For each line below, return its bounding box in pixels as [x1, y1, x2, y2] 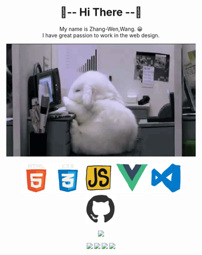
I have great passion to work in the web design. [42, 31, 160, 38]
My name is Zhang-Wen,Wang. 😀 [59, 25, 143, 32]
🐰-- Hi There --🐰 [60, 5, 142, 19]
